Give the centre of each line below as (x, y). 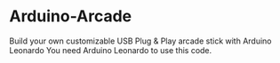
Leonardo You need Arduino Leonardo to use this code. (111, 50)
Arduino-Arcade (71, 16)
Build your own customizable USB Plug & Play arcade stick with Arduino (141, 41)
